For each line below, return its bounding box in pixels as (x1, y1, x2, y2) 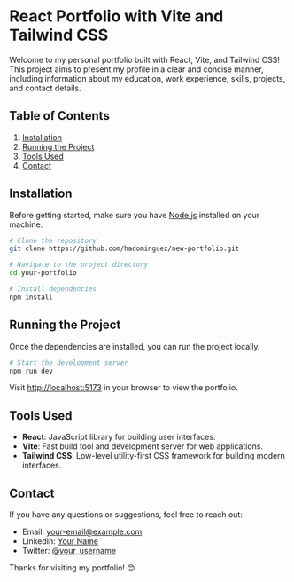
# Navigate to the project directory (9, 260, 149, 270)
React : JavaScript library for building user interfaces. (21, 432, 216, 443)
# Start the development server (9, 358, 128, 367)
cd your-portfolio (9, 269, 77, 278)
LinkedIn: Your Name (21, 536, 99, 547)
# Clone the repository (9, 236, 97, 245)
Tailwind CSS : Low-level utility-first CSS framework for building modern (21, 451, 285, 461)
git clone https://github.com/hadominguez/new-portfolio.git (9, 244, 240, 254)
